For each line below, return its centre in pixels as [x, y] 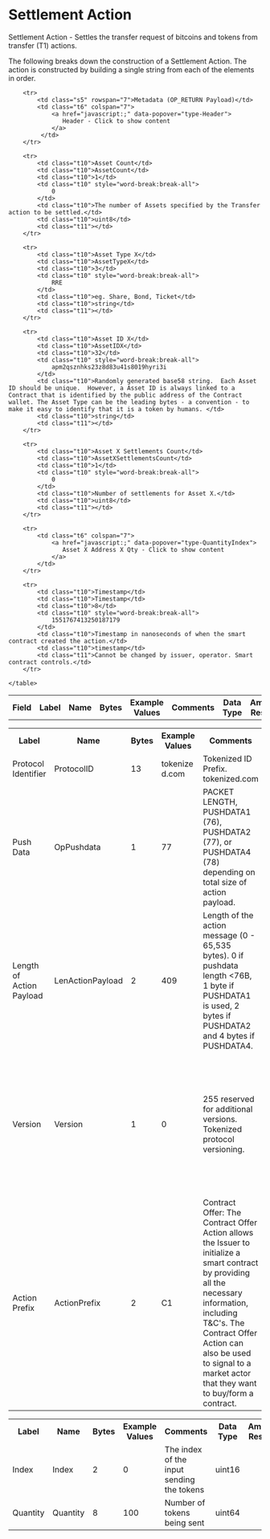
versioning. [224, 1149]
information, [226, 1303]
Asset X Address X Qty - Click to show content [143, 549]
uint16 [228, 1469]
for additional [228, 1108]
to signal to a [227, 1363]
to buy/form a [228, 1393]
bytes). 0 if [223, 955]
